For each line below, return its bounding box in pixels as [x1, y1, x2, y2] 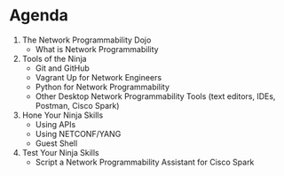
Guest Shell [35, 138, 78, 149]
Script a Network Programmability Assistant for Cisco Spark [35, 157, 255, 167]
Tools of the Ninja [21, 53, 87, 64]
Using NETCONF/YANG [35, 128, 122, 139]
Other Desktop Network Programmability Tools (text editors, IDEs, [35, 90, 276, 102]
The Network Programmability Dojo [21, 34, 152, 45]
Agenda [9, 5, 68, 26]
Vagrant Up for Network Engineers [35, 72, 162, 82]
